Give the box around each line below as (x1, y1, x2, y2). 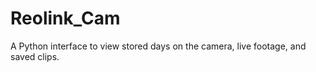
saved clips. (10, 50, 60, 62)
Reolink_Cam (10, 7, 121, 30)
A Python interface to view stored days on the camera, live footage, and (10, 40, 307, 52)
